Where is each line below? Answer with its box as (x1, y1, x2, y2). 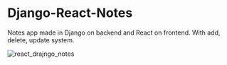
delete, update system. (7, 35, 75, 44)
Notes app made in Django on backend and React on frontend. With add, (7, 28, 221, 37)
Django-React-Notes (7, 5, 133, 21)
